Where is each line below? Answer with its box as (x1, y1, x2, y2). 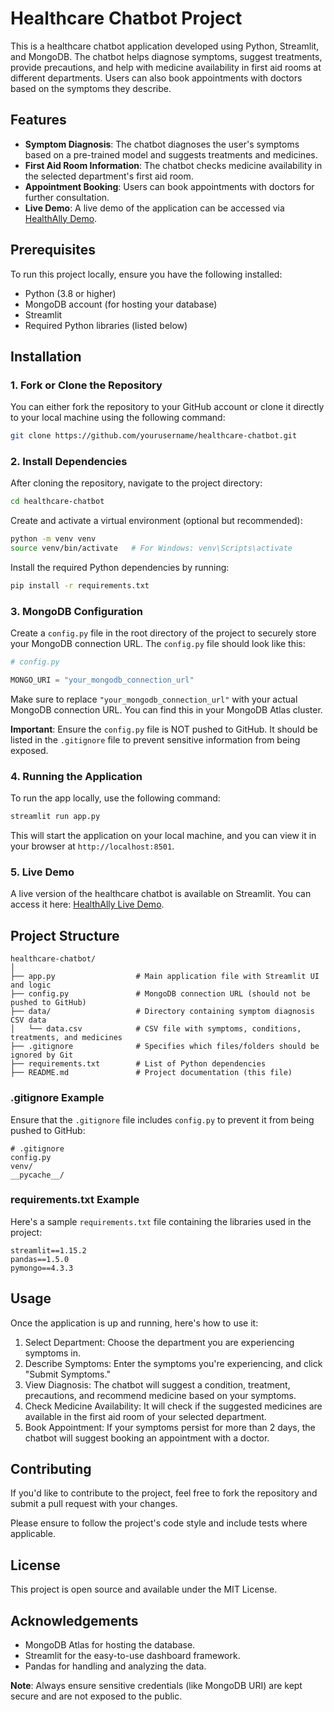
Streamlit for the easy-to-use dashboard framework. (24, 1650, 241, 1662)
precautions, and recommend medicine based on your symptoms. (24, 1389, 297, 1401)
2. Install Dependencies (10, 455, 128, 469)
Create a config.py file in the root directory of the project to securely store (10, 627, 317, 639)
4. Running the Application (10, 769, 143, 783)
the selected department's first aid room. (24, 170, 194, 182)
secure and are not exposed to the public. (10, 1690, 183, 1702)
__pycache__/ (10, 1170, 65, 1180)
